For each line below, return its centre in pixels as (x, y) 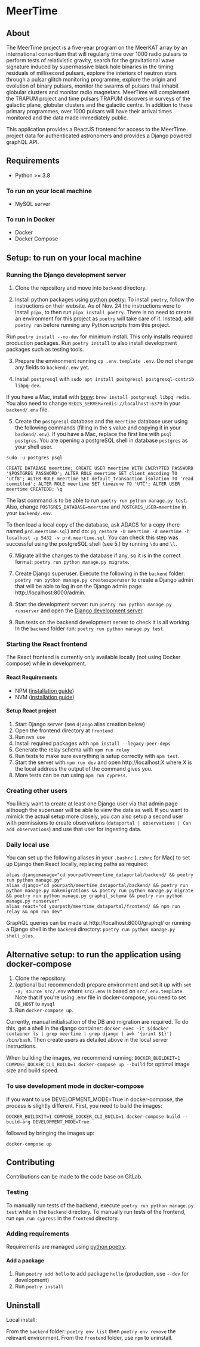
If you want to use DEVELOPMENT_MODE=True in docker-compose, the (95, 1099)
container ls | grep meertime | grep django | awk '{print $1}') (89, 1034)
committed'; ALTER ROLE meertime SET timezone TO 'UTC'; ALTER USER (93, 484)
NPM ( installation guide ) (44, 690)
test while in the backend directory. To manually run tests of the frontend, (96, 1211)
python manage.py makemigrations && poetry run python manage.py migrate (100, 891)
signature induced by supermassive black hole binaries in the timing (90, 67)
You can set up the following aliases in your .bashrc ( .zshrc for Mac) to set (98, 858)
